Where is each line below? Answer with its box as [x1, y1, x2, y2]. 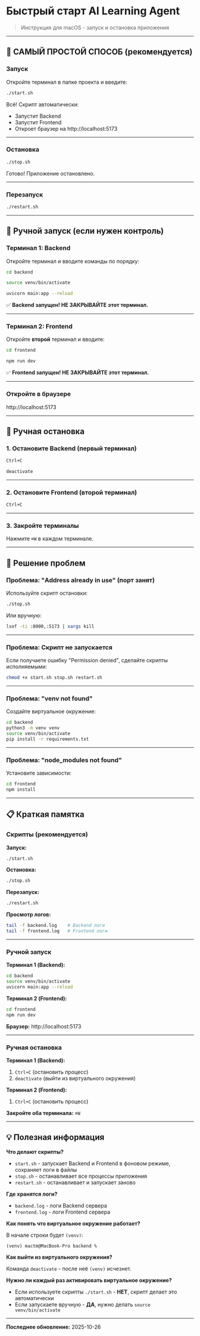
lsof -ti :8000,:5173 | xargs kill [6, 623, 95, 629]
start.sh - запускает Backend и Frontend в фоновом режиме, [14, 1160, 171, 1167]
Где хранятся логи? [6, 1190, 58, 1197]
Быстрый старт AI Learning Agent [6, 4, 180, 18]
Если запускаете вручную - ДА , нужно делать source [14, 1301, 151, 1308]
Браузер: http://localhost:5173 [6, 1022, 82, 1030]
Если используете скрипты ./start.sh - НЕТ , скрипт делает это [14, 1288, 177, 1295]
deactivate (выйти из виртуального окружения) [14, 1074, 136, 1082]
